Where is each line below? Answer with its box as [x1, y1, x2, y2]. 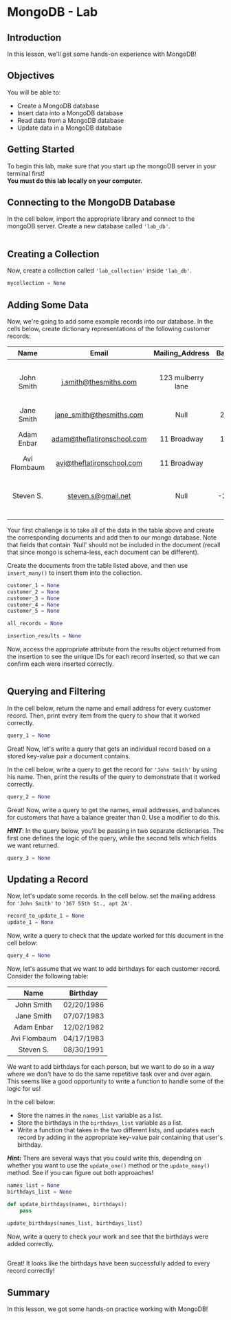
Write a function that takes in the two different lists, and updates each [16, 1125, 214, 1134]
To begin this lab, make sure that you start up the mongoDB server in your [7, 161, 217, 170]
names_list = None [7, 1181, 60, 1189]
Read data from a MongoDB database [16, 116, 124, 124]
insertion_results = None [7, 633, 81, 640]
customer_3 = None [7, 595, 60, 602]
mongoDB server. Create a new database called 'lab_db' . [7, 222, 170, 230]
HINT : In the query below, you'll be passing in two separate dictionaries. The [7, 826, 224, 835]
